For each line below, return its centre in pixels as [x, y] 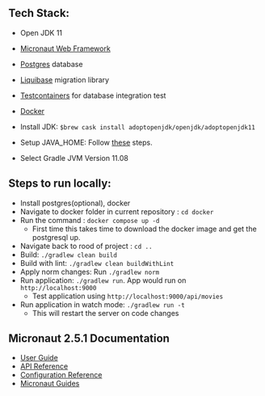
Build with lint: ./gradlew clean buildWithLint [97, 263]
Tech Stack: [39, 13]
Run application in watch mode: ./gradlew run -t [103, 304]
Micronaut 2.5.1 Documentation [89, 339]
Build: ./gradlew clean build [68, 255]
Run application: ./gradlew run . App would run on [103, 280]
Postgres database [51, 64]
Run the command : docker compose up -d [90, 220]
